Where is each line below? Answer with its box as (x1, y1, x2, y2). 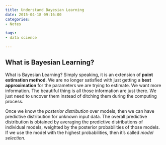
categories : (5, 17, 30, 22)
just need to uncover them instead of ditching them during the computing (5, 93, 157, 99)
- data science (5, 35, 37, 40)
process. (5, 98, 24, 104)
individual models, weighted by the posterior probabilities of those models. (5, 124, 160, 130)
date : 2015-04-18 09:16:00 (5, 12, 62, 17)
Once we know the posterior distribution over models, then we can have (5, 108, 155, 114)
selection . (5, 134, 26, 141)
